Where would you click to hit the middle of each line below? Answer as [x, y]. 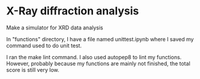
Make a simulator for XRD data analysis [55, 28]
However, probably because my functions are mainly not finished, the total [98, 63]
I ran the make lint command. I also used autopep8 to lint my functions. [94, 57]
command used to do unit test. [44, 45]
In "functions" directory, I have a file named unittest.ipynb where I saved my [100, 39]
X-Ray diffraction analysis [73, 11]
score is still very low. [33, 69]
